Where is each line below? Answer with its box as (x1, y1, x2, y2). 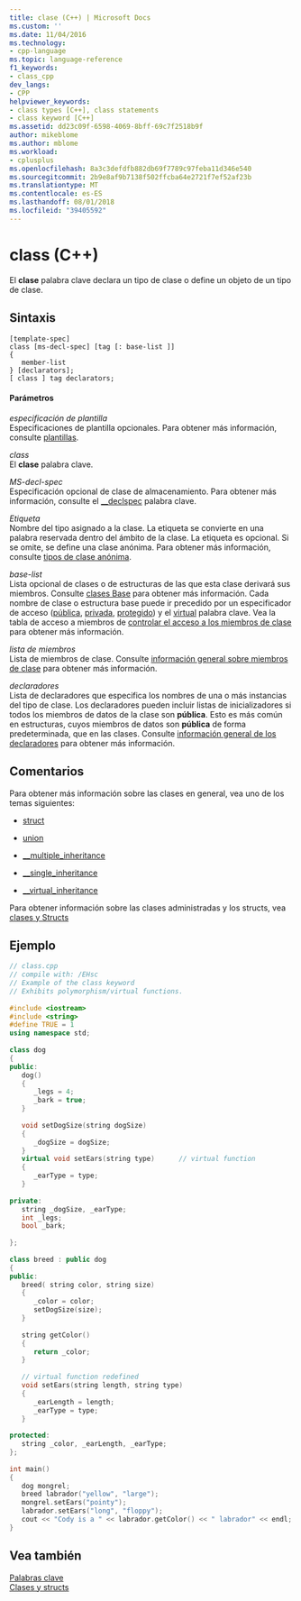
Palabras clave (9, 1572, 64, 1583)
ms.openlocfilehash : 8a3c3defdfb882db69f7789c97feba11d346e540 (9, 164, 252, 173)
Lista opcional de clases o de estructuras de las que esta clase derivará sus (9, 578, 291, 589)
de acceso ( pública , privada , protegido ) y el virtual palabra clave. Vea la (9, 607, 277, 618)
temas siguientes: (9, 797, 75, 808)
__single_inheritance (22, 867, 98, 878)
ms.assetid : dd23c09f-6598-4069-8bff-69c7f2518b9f (9, 123, 204, 132)
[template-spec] (9, 334, 70, 343)
